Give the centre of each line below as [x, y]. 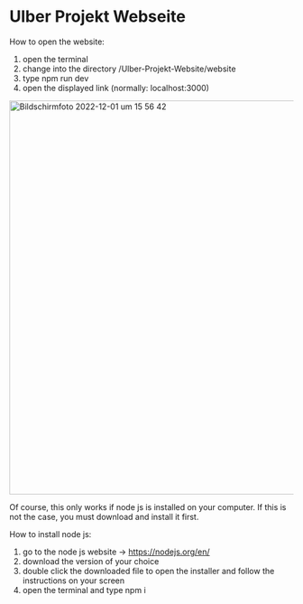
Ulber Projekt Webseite [98, 17]
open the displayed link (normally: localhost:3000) [116, 88]
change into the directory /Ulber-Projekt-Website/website [129, 69]
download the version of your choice [91, 561]
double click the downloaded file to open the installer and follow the [148, 571]
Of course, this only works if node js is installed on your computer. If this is [148, 506]
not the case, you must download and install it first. [104, 516]
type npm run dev [55, 78]
